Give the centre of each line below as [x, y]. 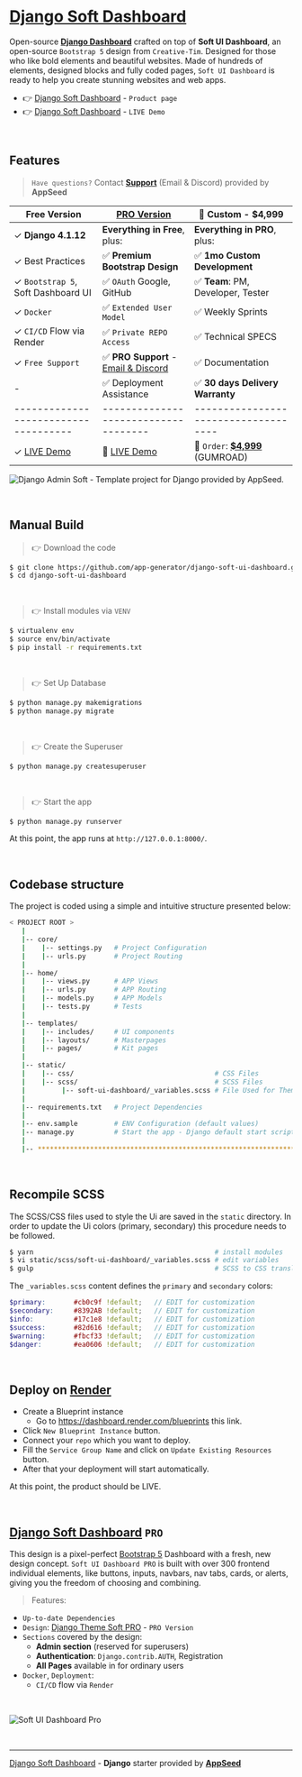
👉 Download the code [74, 547]
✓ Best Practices [49, 261]
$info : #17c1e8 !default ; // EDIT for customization [132, 1319]
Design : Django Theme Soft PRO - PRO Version [108, 1627]
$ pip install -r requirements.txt [76, 648]
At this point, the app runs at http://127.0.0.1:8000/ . [108, 838]
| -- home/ [40, 973]
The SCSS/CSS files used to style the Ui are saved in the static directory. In [151, 1216]
